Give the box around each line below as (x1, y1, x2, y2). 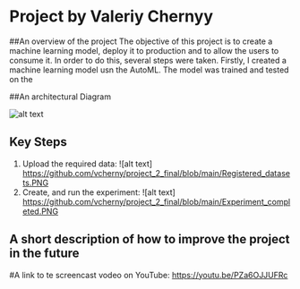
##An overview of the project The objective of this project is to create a (9, 36, 273, 47)
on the (9, 73, 33, 84)
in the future (9, 246, 80, 261)
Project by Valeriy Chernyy (9, 6, 213, 27)
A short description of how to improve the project (9, 232, 290, 247)
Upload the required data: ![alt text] (21, 158, 153, 169)
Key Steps (9, 134, 67, 149)
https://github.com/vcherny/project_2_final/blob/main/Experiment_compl (21, 196, 291, 207)
